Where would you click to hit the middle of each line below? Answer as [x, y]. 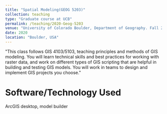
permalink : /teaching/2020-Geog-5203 [44, 24]
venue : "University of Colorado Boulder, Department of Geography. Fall [82, 28]
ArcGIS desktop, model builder [37, 106]
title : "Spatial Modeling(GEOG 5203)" [45, 10]
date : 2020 [16, 33]
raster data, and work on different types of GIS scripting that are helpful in [81, 62]
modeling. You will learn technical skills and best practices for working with [82, 57]
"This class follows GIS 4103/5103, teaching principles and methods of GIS [82, 51]
